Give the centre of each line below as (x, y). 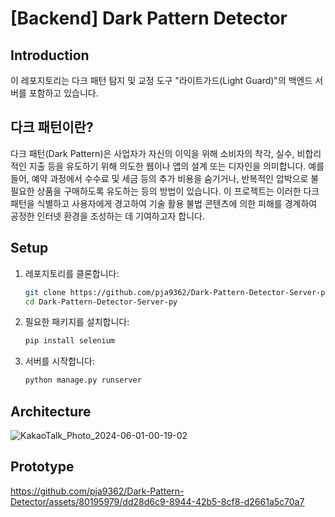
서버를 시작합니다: (59, 361)
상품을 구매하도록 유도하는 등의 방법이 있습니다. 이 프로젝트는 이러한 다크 (178, 191)
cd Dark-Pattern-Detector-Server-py (101, 302)
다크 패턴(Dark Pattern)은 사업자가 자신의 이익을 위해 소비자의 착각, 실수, (152, 153)
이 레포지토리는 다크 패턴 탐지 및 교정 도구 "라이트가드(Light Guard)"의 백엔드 (161, 80)
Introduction (50, 55)
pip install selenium (69, 341)
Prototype (42, 467)
